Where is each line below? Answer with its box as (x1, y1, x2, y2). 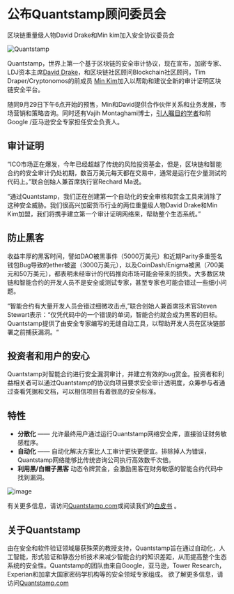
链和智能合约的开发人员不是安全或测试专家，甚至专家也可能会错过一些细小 (7, 278, 221, 286)
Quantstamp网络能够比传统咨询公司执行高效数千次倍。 (17, 456, 175, 464)
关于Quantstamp (7, 524, 81, 536)
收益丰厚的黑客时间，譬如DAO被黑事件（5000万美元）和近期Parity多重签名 (7, 252, 223, 260)
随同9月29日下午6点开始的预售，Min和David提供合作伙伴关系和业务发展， (7, 100, 221, 108)
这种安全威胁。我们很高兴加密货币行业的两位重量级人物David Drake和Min (7, 200, 218, 209)
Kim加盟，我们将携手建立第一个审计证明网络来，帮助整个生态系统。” (7, 209, 201, 218)
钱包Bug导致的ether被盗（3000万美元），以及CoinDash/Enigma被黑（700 (7, 260, 218, 269)
